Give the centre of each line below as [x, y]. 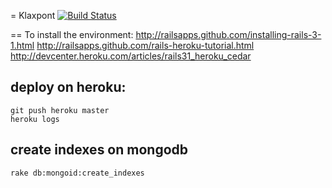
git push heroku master [60, 110]
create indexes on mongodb [99, 150]
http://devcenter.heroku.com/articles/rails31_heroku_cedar [131, 56]
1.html [22, 45]
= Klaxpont [33, 15]
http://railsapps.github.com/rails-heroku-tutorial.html [145, 45]
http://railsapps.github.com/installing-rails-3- [228, 34]
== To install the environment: [72, 34]
